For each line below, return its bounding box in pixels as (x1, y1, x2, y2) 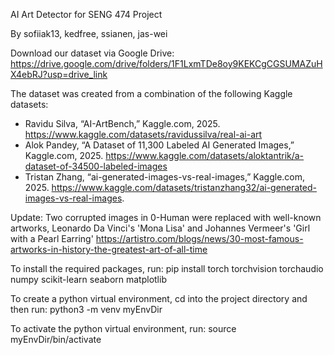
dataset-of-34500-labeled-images (24, 160, 168, 172)
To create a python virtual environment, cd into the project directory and (10, 293, 308, 304)
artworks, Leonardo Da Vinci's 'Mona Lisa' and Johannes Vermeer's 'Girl (10, 222, 311, 234)
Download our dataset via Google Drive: (10, 47, 175, 59)
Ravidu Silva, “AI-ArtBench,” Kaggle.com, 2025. (24, 118, 221, 129)
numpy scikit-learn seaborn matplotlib (10, 274, 167, 285)
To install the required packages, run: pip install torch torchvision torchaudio (10, 263, 324, 274)
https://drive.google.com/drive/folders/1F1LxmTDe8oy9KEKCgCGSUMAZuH (10, 58, 323, 69)
